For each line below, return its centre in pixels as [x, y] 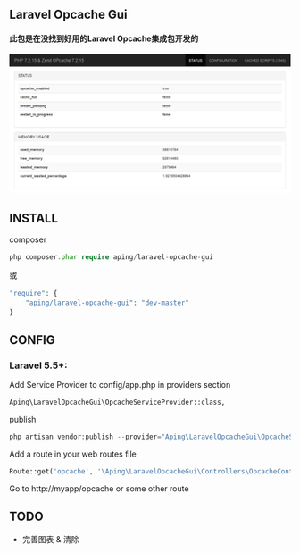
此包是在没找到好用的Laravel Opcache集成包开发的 [104, 38]
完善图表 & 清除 [50, 539]
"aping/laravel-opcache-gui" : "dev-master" [108, 303]
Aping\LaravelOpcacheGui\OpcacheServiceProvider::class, [117, 402]
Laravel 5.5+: [38, 365]
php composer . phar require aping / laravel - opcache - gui [112, 257]
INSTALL [34, 218]
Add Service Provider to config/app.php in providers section [120, 385]
